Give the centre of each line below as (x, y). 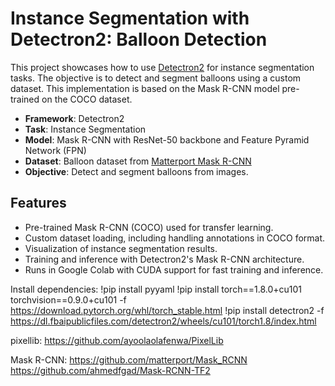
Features (38, 203)
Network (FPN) (55, 150)
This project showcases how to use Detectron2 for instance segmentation (162, 67)
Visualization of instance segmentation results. (121, 248)
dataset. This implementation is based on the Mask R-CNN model (145, 88)
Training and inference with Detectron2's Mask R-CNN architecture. (164, 259)
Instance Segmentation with (130, 18)
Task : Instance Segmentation (85, 129)
